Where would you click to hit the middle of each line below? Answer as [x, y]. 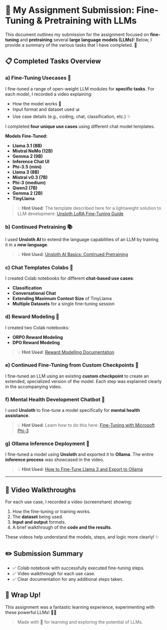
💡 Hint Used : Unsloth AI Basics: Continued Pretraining [73, 254]
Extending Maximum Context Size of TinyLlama [62, 299]
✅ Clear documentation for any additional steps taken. [68, 579]
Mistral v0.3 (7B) [30, 177]
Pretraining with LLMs [90, 21]
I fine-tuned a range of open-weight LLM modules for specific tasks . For [80, 88]
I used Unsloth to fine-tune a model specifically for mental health [73, 410]
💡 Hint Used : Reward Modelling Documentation [66, 352]
